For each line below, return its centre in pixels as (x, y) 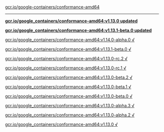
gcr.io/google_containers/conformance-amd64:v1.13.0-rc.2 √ (66, 58)
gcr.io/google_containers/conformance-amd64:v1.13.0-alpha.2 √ (70, 115)
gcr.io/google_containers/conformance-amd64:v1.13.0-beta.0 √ (69, 96)
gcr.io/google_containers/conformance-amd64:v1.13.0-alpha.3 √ (70, 106)
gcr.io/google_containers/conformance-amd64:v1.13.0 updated (71, 21)
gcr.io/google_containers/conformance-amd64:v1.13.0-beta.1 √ (68, 87)
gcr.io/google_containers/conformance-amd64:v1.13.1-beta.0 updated (79, 30)
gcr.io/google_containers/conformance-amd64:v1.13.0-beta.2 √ (69, 77)
